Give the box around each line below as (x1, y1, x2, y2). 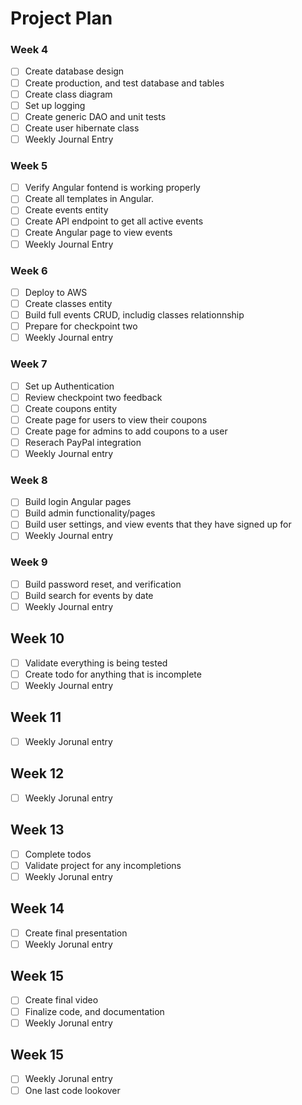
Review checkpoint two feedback (24, 391, 163, 403)
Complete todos (24, 848, 92, 860)
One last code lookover (24, 1084, 121, 1096)
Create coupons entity (24, 402, 118, 414)
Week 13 (10, 822, 65, 839)
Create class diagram (24, 88, 113, 100)
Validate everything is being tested (24, 657, 168, 669)
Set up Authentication (24, 380, 115, 392)
